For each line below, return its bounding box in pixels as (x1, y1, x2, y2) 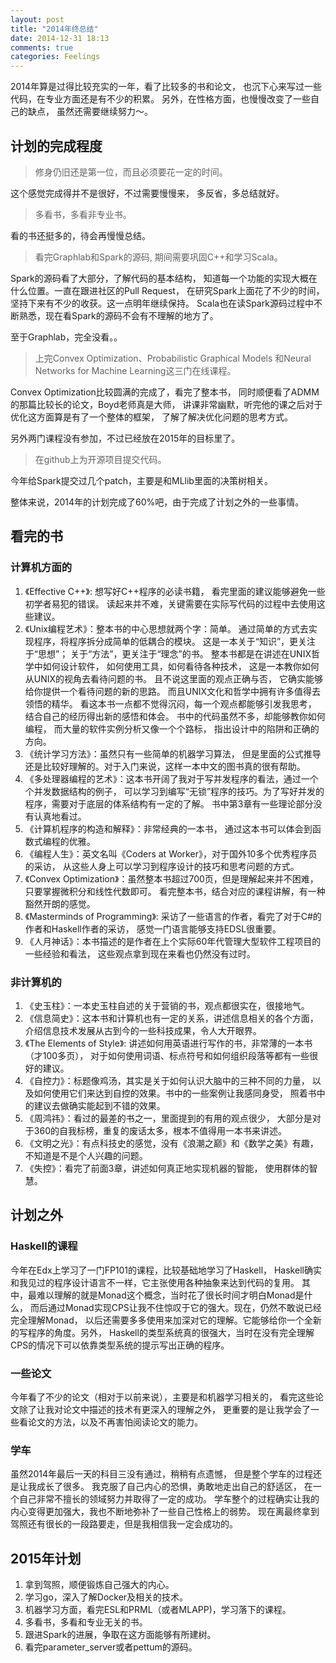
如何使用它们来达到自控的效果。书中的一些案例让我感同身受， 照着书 (33, 1087, 317, 1099)
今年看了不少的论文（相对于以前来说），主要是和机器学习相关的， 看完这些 (10, 1391, 315, 1403)
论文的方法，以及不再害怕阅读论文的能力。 (27, 1416, 203, 1428)
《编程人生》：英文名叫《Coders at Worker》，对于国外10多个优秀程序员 (24, 847, 318, 860)
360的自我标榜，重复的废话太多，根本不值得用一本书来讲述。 (33, 1124, 287, 1136)
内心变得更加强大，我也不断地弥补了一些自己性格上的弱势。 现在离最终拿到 (10, 1506, 320, 1518)
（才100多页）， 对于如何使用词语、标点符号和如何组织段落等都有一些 (24, 1049, 310, 1061)
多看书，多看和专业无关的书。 (24, 1616, 148, 1628)
